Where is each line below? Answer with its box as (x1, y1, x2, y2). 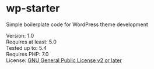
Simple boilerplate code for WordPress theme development (6, 21, 149, 28)
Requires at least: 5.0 (6, 38, 57, 45)
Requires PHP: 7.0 (6, 50, 49, 57)
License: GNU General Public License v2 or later (6, 57, 122, 64)
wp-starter (6, 2, 60, 15)
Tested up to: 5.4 (6, 44, 47, 51)
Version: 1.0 (6, 32, 34, 39)
